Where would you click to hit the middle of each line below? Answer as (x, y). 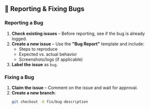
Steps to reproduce (38, 49)
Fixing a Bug (19, 77)
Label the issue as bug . (34, 64)
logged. (19, 38)
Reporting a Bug (24, 23)
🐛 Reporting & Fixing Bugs (44, 9)
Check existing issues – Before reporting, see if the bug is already (78, 33)
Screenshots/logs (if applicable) (51, 59)
